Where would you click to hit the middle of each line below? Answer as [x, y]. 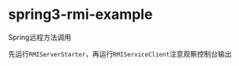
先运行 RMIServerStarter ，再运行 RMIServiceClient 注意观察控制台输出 [120, 53]
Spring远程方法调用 [40, 37]
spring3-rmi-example [80, 15]
